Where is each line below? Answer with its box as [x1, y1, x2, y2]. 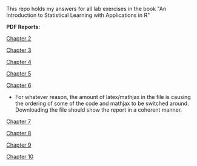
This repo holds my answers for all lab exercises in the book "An [6, 5, 167, 12]
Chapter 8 [6, 130, 32, 136]
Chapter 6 [6, 81, 32, 89]
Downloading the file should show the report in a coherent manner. [15, 106, 182, 113]
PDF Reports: [6, 24, 41, 30]
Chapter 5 [6, 70, 32, 77]
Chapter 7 [6, 118, 32, 125]
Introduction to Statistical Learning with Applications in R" [6, 11, 150, 19]
